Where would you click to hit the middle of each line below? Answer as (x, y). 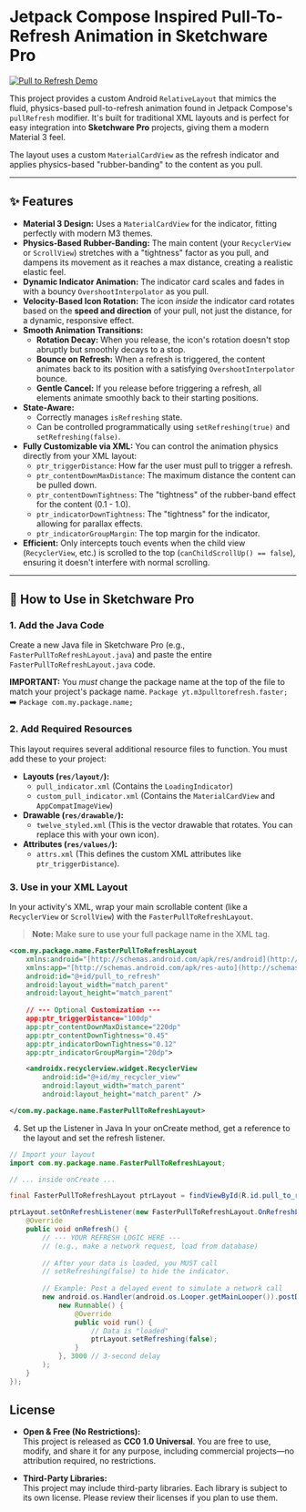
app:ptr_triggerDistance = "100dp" (89, 1019)
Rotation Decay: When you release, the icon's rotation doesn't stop (163, 340)
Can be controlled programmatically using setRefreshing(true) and (163, 426)
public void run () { (113, 1323)
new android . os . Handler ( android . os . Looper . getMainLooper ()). (161, 1297)
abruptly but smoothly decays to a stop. (111, 349)
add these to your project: (58, 759)
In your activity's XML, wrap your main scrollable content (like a (128, 907)
